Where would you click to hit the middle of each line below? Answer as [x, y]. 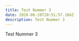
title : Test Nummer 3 [28, 10]
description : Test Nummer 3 [35, 19]
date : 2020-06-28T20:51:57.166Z [39, 15]
